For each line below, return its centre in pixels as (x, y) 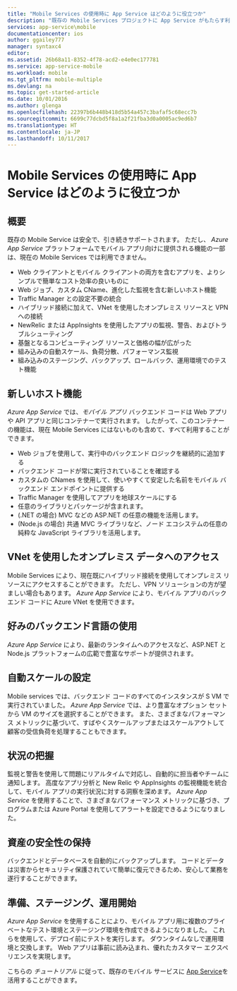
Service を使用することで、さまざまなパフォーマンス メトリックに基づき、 (115, 801)
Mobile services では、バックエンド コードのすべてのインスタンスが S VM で (119, 696)
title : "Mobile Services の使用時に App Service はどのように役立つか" (107, 14)
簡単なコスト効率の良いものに (85, 281)
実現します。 (56, 956)
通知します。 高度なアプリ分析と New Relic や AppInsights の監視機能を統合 (117, 783)
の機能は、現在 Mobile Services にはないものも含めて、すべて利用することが (119, 430)
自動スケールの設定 (49, 678)
